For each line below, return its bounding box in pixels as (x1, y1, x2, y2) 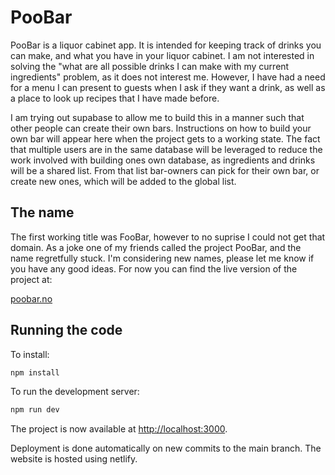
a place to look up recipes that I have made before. (10, 92, 220, 104)
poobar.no (10, 292, 53, 305)
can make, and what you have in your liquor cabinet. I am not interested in (10, 49, 315, 61)
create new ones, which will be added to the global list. (10, 175, 237, 187)
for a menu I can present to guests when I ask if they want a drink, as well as (10, 81, 326, 93)
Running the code (10, 322, 123, 339)
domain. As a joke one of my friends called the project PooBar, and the (10, 241, 302, 253)
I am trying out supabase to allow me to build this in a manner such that (10, 111, 305, 123)
